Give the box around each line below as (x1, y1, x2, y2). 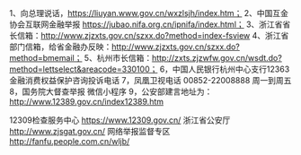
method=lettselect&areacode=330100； (9, 64, 158, 74)
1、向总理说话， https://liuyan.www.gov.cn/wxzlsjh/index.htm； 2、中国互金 (9, 8, 289, 18)
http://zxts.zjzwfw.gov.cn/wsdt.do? (151, 53, 283, 63)
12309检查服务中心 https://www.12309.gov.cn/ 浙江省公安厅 (9, 115, 231, 125)
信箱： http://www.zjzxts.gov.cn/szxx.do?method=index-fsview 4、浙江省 (16, 30, 289, 40)
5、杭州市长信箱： (84, 53, 153, 63)
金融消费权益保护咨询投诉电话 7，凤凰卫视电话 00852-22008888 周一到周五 (9, 75, 292, 85)
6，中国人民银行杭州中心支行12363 (159, 64, 290, 74)
